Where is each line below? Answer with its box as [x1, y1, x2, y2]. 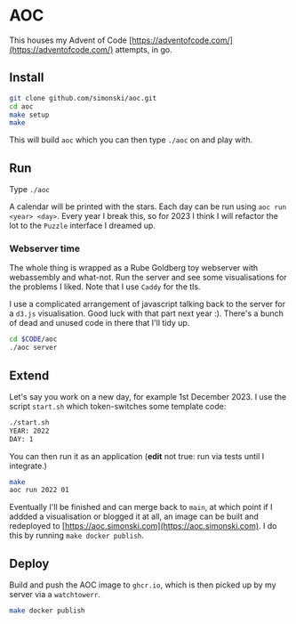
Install [9, 70, 44, 85]
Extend [9, 368, 50, 383]
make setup [9, 110, 50, 119]
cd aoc [9, 101, 34, 111]
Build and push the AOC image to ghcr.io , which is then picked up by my [9, 579, 277, 590]
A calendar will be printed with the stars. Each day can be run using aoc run [9, 201, 287, 212]
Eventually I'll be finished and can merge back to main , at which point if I [9, 502, 273, 513]
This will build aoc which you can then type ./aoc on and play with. [9, 134, 253, 145]
